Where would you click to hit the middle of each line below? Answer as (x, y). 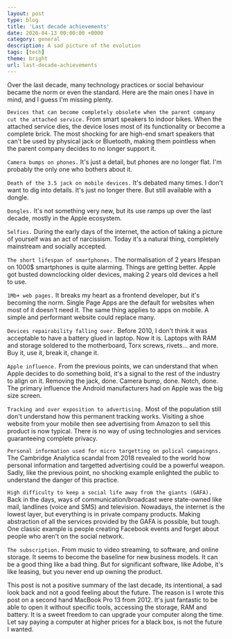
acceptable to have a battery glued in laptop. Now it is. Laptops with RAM (112, 338)
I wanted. (20, 629)
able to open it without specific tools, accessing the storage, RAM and (107, 607)
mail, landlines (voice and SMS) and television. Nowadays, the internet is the (116, 507)
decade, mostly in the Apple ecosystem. (65, 218)
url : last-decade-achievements (52, 65)
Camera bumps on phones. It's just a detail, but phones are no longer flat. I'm (115, 162)
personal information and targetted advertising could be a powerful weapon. (116, 465)
